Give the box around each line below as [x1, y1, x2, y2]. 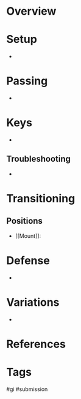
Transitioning [6, 192, 76, 205]
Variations [6, 295, 60, 309]
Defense [6, 254, 50, 267]
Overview [6, 4, 57, 18]
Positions [6, 216, 43, 226]
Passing [6, 74, 48, 88]
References [6, 337, 66, 351]
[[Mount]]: [15, 232, 41, 240]
